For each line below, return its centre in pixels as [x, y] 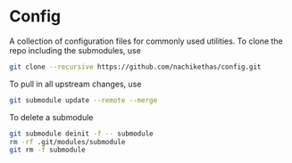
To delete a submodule [51, 117]
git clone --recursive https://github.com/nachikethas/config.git [135, 67]
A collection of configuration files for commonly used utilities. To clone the [146, 41]
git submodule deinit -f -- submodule [81, 134]
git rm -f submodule [48, 150]
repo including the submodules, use [75, 50]
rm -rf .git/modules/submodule [67, 142]
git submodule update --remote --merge [83, 100]
